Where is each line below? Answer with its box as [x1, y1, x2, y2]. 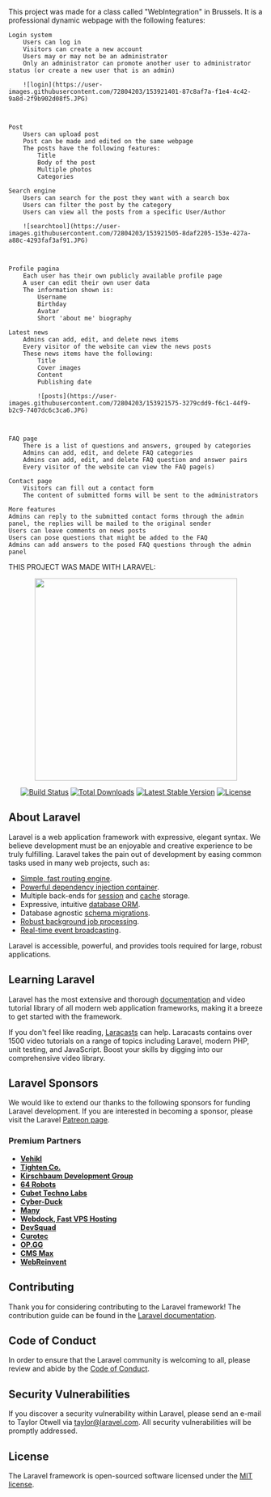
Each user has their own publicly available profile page [23, 272, 222, 280]
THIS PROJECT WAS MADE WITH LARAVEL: [8, 562, 156, 571]
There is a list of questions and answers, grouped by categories [23, 442, 252, 450]
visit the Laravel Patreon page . [8, 1115, 110, 1125]
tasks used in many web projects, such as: [8, 858, 150, 867]
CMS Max [19, 1248, 54, 1257]
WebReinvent [19, 1257, 67, 1266]
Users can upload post [23, 130, 100, 138]
